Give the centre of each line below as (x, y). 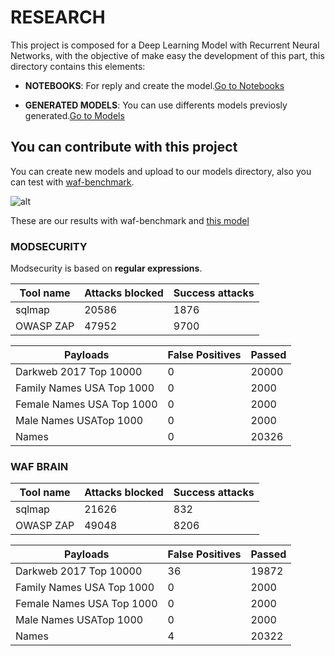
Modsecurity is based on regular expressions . (106, 268)
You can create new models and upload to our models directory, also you (161, 171)
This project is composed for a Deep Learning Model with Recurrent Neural (165, 45)
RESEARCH (58, 17)
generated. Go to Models (74, 115)
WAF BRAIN (39, 466)
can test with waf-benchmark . (72, 182)
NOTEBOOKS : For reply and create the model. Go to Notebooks (154, 85)
